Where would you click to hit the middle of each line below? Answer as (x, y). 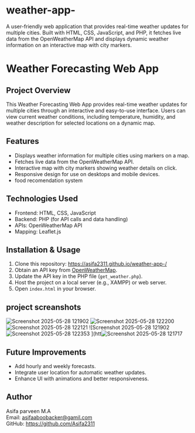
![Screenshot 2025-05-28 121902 (129, 328)
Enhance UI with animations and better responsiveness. (82, 379)
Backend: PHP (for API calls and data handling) (71, 219)
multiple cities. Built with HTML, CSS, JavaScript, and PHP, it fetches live (94, 32)
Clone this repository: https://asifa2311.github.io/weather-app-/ (91, 264)
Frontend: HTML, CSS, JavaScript (55, 213)
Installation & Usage (43, 250)
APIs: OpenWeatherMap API (48, 225)
